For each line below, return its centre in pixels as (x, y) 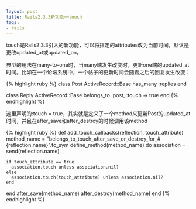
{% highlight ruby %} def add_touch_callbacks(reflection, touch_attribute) (95, 133)
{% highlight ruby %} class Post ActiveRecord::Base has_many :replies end (97, 84)
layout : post (22, 11)
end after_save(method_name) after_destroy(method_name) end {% (88, 193)
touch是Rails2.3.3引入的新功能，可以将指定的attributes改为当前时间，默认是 (97, 45)
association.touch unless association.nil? (65, 167)
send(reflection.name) (33, 151)
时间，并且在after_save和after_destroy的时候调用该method (77, 121)
